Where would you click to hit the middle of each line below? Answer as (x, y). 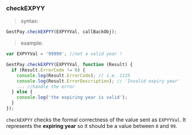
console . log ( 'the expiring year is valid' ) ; (72, 98)
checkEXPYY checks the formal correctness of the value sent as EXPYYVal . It (96, 120)
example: (32, 43)
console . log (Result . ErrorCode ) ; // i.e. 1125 (74, 75)
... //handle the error (46, 87)
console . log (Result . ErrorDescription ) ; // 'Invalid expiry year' (99, 81)
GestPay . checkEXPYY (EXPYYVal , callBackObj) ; (62, 32)
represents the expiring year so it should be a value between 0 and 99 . (92, 126)
